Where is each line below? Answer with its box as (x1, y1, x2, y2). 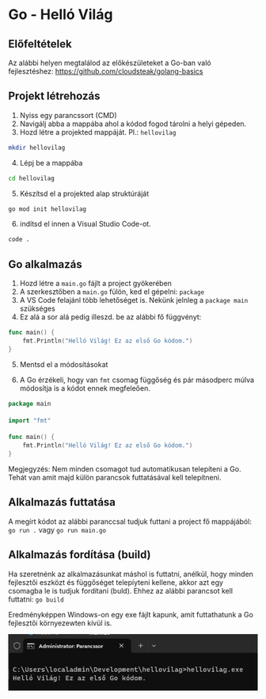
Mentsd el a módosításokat (19, 359, 108, 369)
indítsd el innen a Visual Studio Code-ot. (19, 220, 152, 229)
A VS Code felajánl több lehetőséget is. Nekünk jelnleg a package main (19, 296, 249, 305)
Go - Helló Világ (8, 6, 113, 24)
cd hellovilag (8, 174, 55, 182)
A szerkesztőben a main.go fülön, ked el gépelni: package (19, 287, 204, 296)
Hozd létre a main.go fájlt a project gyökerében (19, 279, 173, 288)
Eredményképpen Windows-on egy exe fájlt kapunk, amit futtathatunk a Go (8, 609, 253, 619)
